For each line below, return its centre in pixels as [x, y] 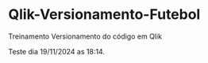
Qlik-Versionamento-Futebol [104, 15]
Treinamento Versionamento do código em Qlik [85, 36]
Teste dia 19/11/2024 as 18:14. [57, 51]
